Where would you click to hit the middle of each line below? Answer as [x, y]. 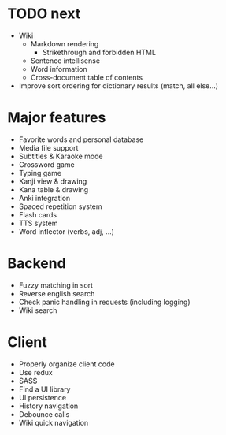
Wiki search [38, 310]
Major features [57, 118]
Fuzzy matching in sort [56, 285]
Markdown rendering [65, 43]
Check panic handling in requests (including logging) [104, 302]
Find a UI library [44, 389]
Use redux [35, 372]
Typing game [40, 173]
